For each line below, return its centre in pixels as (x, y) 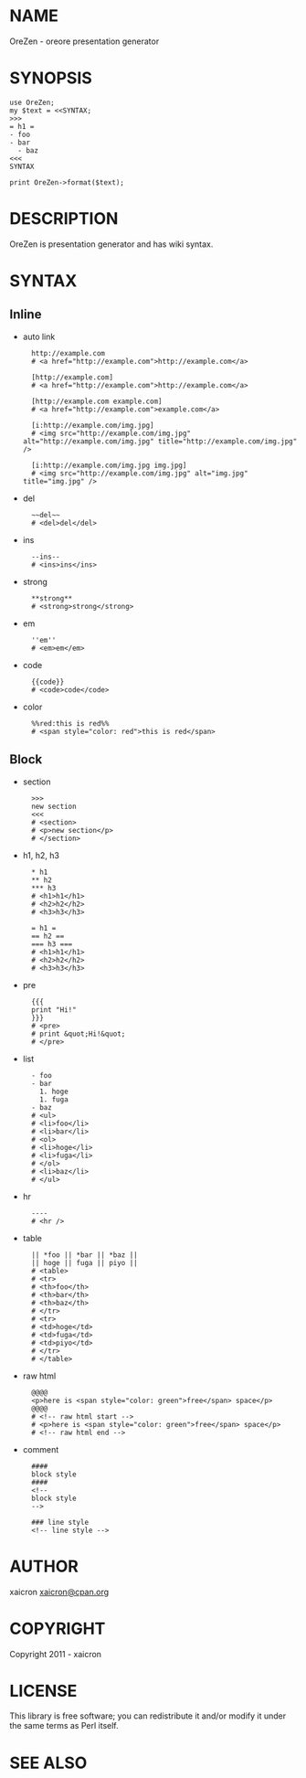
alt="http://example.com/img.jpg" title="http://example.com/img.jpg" (160, 441)
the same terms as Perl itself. (64, 1726)
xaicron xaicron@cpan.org (59, 1592)
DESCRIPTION (64, 219)
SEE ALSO (48, 1763)
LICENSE (43, 1691)
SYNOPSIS (51, 78)
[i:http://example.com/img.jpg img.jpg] (109, 465)
